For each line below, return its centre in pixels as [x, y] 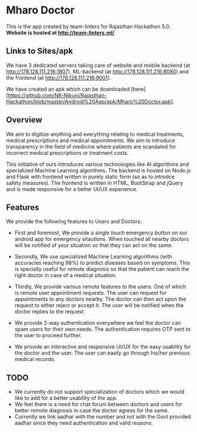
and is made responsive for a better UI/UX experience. [72, 189]
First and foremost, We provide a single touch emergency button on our [101, 233]
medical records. [35, 359]
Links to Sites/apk [40, 51]
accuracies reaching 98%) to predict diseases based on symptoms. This [102, 263]
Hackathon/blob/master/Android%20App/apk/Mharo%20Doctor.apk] [89, 101]
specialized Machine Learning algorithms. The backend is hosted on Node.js [98, 170]
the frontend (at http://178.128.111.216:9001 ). [59, 77]
